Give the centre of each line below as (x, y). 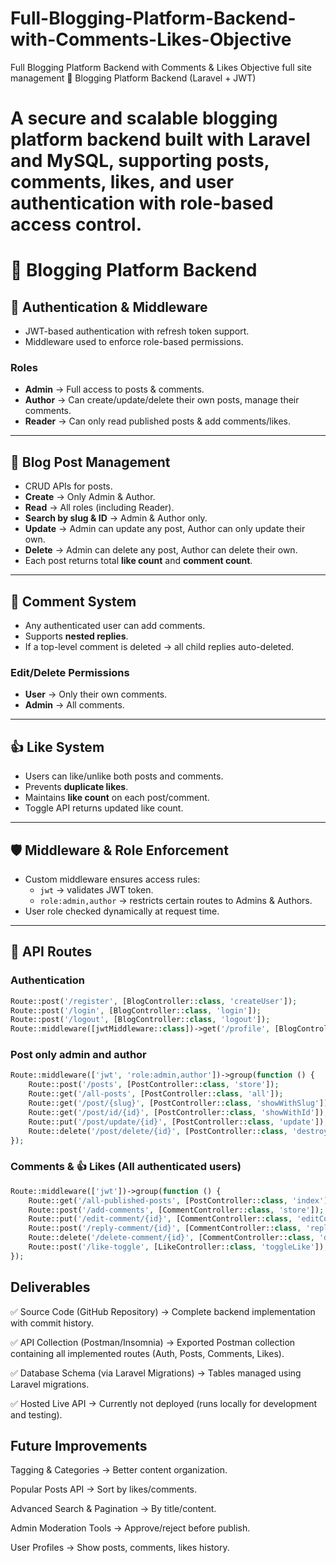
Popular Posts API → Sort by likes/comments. (104, 1489)
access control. (76, 224)
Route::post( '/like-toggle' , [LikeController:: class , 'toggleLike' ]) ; (178, 1247)
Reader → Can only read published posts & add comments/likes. (157, 421)
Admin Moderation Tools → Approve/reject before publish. (130, 1528)
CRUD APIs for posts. (68, 486)
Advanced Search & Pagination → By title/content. (113, 1509)
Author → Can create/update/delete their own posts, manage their (162, 400)
